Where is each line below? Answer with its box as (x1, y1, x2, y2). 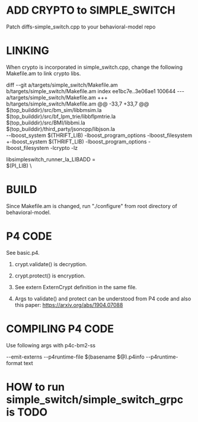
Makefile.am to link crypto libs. (6, 69, 81, 77)
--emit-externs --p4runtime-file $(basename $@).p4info (6, 353, 145, 360)
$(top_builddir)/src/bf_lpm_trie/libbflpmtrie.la (6, 113, 116, 120)
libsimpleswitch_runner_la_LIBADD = (6, 155, 96, 163)
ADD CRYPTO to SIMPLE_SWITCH (6, 4, 175, 17)
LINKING (6, 44, 49, 57)
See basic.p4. (6, 249, 40, 256)
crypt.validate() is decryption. (14, 260, 88, 267)
